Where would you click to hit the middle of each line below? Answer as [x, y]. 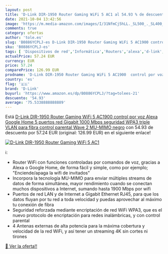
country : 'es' [20, 79]
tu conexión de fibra [33, 205]
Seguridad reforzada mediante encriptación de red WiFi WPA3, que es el [87, 210]
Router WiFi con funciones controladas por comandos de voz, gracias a [86, 162]
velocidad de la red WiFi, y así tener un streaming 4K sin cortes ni [80, 231]
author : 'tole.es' [24, 38]
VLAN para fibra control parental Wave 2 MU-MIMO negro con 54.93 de [79, 127]
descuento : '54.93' [25, 98]
